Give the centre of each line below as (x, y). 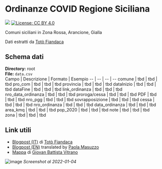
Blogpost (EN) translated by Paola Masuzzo (56, 147)
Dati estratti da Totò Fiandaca (34, 42)
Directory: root (20, 68)
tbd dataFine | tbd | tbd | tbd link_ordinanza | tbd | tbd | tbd (64, 89)
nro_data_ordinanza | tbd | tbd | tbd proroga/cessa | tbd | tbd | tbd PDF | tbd (81, 94)
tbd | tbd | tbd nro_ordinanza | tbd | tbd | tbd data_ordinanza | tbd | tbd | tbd (81, 105)
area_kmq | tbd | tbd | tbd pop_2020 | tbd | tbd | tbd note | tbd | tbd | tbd (77, 109)
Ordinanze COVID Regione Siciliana (78, 9)
